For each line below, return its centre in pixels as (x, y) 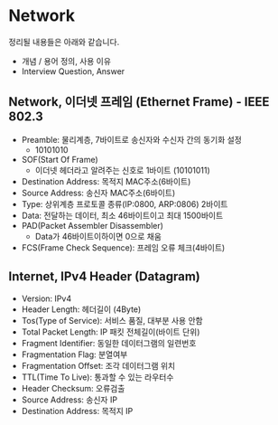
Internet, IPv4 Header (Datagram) (104, 277)
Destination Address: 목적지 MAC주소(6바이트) (106, 181)
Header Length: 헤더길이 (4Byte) (81, 309)
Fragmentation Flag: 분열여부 (74, 354)
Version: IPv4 (46, 298)
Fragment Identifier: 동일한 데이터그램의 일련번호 (109, 343)
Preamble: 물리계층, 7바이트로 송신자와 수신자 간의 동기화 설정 (132, 139)
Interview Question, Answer (73, 71)
